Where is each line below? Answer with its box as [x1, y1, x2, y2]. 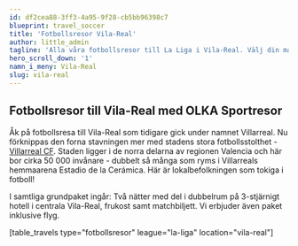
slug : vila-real [9, 71, 69, 80]
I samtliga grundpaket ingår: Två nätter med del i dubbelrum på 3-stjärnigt [9, 191, 280, 202]
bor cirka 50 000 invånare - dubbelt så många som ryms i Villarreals [9, 155, 259, 165]
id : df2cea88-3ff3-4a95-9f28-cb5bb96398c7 [9, 12, 169, 22]
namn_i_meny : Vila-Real [9, 63, 98, 72]
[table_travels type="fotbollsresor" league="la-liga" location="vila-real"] [9, 227, 274, 237]
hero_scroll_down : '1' [9, 54, 93, 63]
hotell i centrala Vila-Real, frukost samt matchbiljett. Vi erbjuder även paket [9, 200, 283, 211]
